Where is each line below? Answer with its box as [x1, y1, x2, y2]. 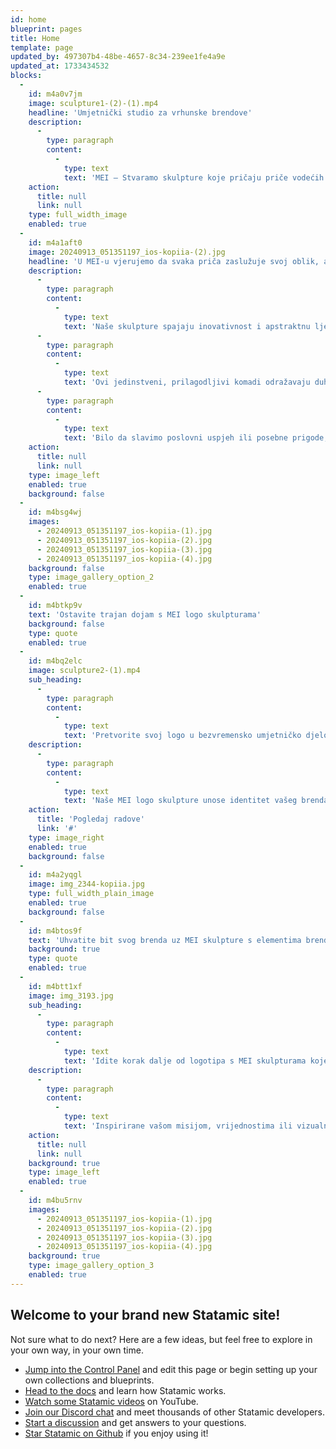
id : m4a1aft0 [28, 237, 83, 248]
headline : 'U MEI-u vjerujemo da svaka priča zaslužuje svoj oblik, [28, 256, 320, 266]
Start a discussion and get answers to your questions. [24, 1416, 247, 1428]
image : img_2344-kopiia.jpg [28, 879, 145, 890]
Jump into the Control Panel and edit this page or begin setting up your [24, 1363, 318, 1375]
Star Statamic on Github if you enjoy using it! [24, 1427, 209, 1439]
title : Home [10, 33, 60, 43]
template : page [10, 42, 74, 53]
